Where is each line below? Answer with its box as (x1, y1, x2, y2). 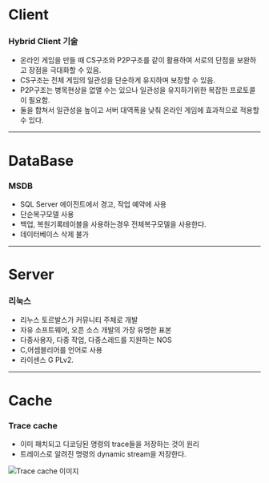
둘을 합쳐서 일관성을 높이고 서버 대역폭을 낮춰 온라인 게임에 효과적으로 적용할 (19, 106, 260, 115)
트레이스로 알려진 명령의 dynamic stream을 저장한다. (19, 449, 187, 458)
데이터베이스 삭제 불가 (19, 229, 90, 239)
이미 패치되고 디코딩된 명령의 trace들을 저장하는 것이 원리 (19, 439, 200, 449)
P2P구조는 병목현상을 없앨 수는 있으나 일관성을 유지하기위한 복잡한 (19, 86, 228, 95)
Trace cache (8, 420, 58, 431)
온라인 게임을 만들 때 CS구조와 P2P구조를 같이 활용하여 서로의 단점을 (19, 55, 235, 65)
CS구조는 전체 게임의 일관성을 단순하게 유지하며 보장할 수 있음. (19, 75, 216, 85)
